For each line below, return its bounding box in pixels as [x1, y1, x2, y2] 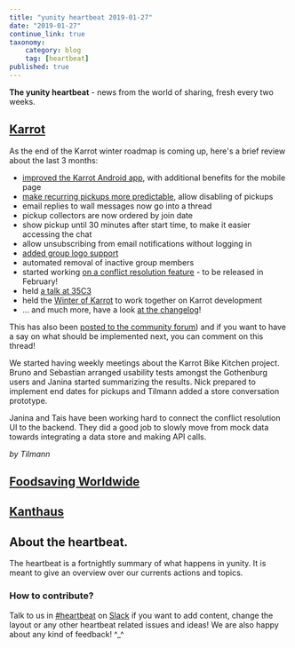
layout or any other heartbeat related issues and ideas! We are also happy [9, 619, 280, 630]
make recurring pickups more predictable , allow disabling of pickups [21, 191, 274, 202]
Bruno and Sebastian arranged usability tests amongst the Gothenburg [9, 367, 268, 377]
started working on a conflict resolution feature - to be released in [21, 266, 264, 277]
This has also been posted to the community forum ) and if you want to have [9, 321, 287, 332]
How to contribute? [9, 589, 94, 602]
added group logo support [21, 248, 119, 258]
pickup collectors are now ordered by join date [21, 209, 194, 220]
